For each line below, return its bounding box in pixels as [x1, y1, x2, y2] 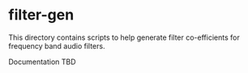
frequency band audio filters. [8, 41, 105, 50]
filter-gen [8, 6, 75, 24]
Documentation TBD [8, 57, 76, 67]
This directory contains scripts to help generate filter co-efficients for [8, 32, 241, 42]
